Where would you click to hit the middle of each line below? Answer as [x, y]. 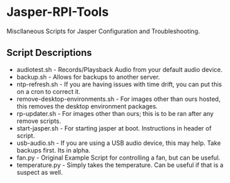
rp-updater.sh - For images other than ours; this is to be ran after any [115, 113]
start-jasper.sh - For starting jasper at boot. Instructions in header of [114, 128]
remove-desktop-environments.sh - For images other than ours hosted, [118, 99]
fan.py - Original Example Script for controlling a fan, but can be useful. [118, 157]
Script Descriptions [49, 53]
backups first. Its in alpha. [53, 150]
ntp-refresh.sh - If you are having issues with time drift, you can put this [119, 84]
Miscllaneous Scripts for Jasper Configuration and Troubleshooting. [103, 31]
